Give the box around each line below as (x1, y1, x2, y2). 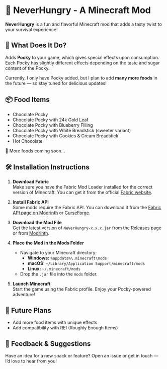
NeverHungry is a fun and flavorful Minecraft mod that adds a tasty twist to (5, 21, 162, 27)
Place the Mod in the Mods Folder (12, 240, 85, 246)
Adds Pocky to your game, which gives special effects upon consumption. (5, 54, 159, 60)
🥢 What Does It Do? (5, 41, 67, 50)
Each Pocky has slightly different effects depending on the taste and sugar (5, 60, 160, 66)
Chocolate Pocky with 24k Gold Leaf (12, 117, 89, 123)
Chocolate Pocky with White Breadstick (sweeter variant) (12, 127, 131, 133)
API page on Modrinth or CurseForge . (12, 210, 91, 216)
